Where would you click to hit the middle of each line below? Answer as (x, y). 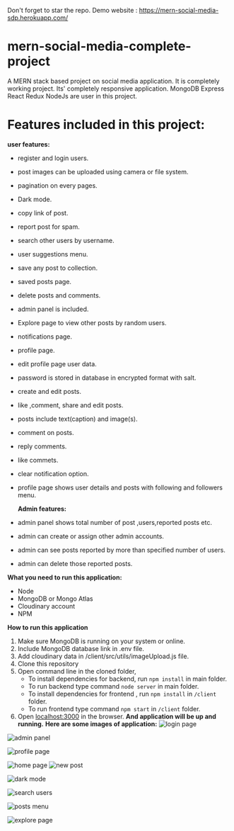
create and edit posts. (49, 391)
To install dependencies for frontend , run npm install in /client (122, 694)
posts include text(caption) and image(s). (77, 419)
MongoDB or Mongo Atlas (55, 599)
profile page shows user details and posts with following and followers (120, 487)
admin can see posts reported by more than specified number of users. (122, 550)
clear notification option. (53, 473)
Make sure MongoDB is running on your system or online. (101, 641)
